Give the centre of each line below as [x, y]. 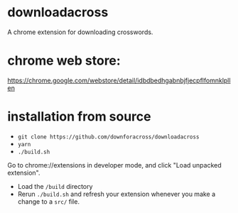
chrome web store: [64, 61]
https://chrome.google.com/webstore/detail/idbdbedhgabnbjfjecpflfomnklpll [119, 80]
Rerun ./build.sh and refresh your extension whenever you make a [117, 194]
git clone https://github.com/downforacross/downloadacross [108, 137]
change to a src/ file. [49, 201]
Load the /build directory [55, 186]
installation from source [79, 117]
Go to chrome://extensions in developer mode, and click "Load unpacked [114, 165]
